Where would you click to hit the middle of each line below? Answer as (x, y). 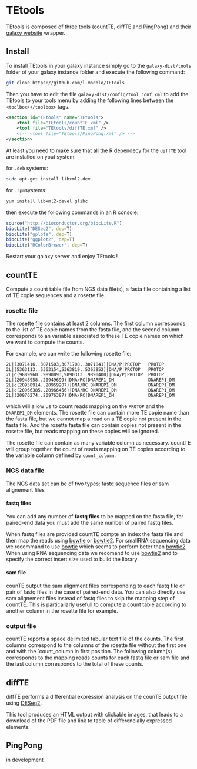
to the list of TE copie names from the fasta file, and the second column (93, 330)
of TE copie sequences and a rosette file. (56, 295)
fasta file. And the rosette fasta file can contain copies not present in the (94, 425)
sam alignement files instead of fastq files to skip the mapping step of (91, 598)
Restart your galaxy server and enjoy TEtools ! (62, 257)
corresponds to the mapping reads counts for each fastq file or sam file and (98, 658)
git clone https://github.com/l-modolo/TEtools (66, 83)
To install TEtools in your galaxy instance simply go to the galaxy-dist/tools (99, 65)
